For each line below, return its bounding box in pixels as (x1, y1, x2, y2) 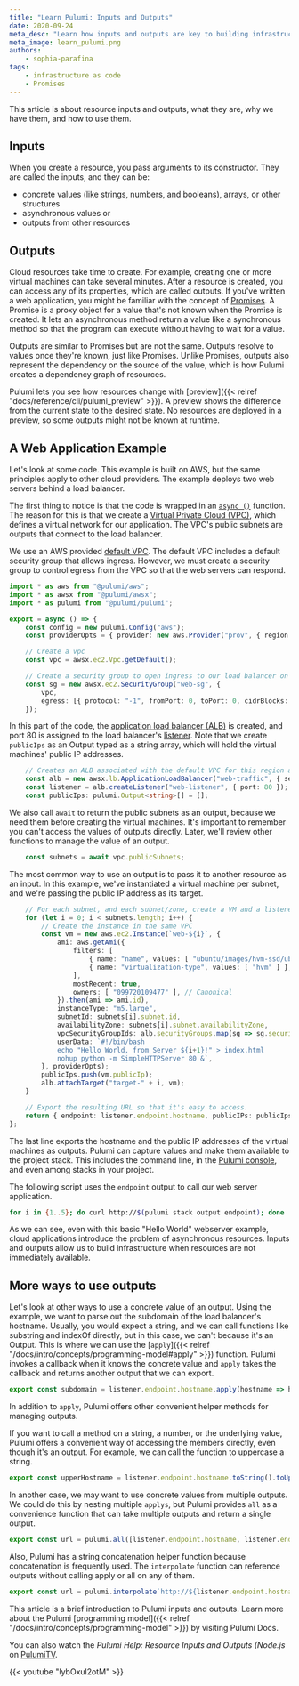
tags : (9, 63, 29, 72)
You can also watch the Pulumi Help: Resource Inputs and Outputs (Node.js (9, 1639, 286, 1650)
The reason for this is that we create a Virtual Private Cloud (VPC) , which (9, 510, 277, 520)
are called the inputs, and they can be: (9, 172, 149, 182)
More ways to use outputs (9, 1278, 157, 1293)
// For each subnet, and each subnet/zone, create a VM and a (25, 905, 261, 914)
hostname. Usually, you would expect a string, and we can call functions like (9, 1320, 289, 1331)
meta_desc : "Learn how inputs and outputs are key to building (9, 29, 249, 38)
